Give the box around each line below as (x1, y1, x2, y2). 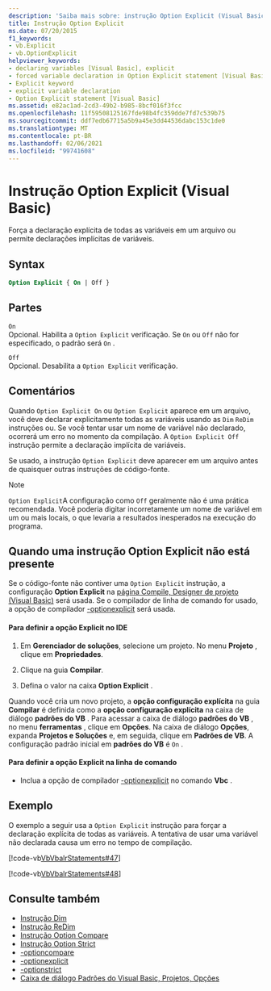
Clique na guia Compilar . (19, 665, 103, 675)
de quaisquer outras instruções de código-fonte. (8, 464, 170, 474)
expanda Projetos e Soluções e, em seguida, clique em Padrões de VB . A (8, 730, 254, 740)
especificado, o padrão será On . (8, 338, 115, 348)
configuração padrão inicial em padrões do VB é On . (8, 739, 184, 749)
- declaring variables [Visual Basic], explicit (8, 65, 175, 73)
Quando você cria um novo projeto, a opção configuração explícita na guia (8, 696, 261, 706)
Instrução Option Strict (19, 939, 96, 949)
